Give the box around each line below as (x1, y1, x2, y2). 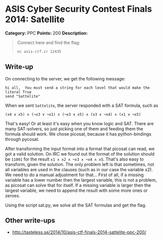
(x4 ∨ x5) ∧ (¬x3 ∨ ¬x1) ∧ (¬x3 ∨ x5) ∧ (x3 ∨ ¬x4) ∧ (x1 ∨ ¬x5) (5, 112, 141, 117)
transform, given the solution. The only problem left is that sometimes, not (5, 161, 154, 167)
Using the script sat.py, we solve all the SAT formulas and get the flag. (5, 202, 147, 208)
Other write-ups (5, 216, 55, 225)
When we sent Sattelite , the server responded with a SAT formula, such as (5, 102, 158, 108)
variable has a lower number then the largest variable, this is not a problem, (5, 177, 157, 183)
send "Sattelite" (5, 94, 41, 99)
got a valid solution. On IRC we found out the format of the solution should (5, 151, 155, 157)
